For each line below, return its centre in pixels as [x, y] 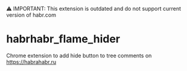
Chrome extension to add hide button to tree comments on [79, 55]
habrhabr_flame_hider [63, 39]
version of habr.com [31, 15]
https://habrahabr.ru [31, 61]
